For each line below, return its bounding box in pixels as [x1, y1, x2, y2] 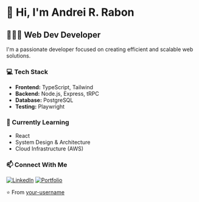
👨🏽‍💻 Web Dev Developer [6, 30, 101, 40]
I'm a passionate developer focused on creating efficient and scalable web [6, 45, 194, 53]
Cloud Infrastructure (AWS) [15, 145, 84, 152]
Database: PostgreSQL [15, 96, 74, 104]
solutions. [6, 52, 31, 59]
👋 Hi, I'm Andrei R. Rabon [6, 5, 135, 19]
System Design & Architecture [15, 138, 91, 146]
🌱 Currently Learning [6, 118, 69, 127]
